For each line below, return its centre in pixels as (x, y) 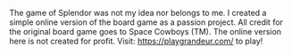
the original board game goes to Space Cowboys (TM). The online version (146, 31)
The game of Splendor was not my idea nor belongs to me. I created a (138, 13)
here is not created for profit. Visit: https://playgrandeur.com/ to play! (136, 41)
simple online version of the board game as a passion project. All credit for (146, 22)
